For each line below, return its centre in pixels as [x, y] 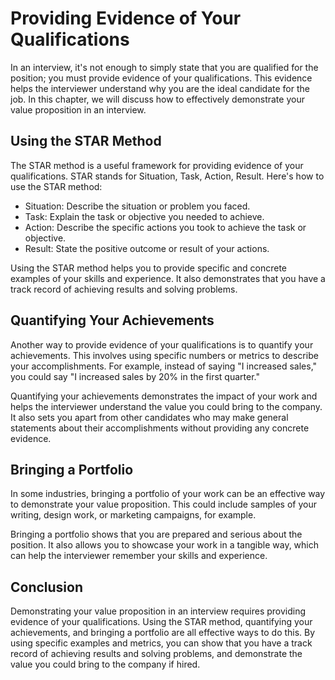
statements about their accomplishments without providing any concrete [160, 428]
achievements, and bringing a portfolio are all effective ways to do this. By [163, 633]
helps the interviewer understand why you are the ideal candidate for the [160, 88]
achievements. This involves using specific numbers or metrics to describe [164, 355]
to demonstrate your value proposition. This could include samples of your [163, 504]
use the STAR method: [56, 186]
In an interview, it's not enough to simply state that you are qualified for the [164, 67]
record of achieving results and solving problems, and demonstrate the [156, 654]
